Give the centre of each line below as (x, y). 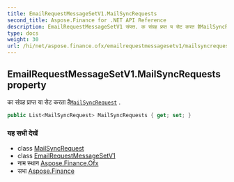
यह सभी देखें (23, 133)
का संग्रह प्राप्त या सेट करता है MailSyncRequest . (64, 102)
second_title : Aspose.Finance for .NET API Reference (87, 20)
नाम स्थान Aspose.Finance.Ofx (58, 163)
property (27, 85)
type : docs (23, 33)
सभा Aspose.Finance (46, 171)
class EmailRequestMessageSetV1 (67, 156)
